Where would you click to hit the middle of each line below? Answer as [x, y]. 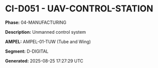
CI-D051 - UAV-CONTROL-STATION [79, 9]
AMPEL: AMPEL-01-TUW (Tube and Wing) [48, 41]
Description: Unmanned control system [46, 32]
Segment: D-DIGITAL [27, 51]
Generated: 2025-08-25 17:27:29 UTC [44, 61]
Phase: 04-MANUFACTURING [36, 22]
